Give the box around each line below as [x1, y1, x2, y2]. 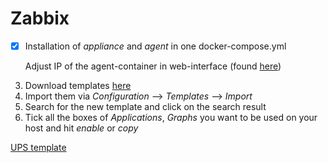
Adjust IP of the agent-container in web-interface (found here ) [24, 60, 282, 72]
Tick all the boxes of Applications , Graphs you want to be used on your [24, 112, 318, 123]
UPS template [10, 142, 67, 153]
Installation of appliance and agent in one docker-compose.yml [24, 40, 287, 52]
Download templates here [24, 80, 132, 91]
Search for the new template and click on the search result [24, 101, 267, 112]
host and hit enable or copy [24, 122, 139, 134]
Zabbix [10, 7, 70, 30]
